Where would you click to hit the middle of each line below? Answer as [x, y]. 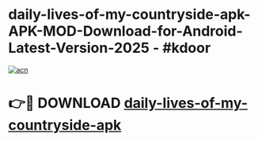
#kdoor [186, 48]
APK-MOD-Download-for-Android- [125, 31]
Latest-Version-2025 [79, 48]
